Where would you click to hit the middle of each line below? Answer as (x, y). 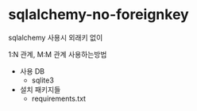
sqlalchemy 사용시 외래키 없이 (56, 37)
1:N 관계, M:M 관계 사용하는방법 (58, 54)
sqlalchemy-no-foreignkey (98, 15)
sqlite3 (42, 80)
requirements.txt (58, 98)
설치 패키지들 (40, 90)
